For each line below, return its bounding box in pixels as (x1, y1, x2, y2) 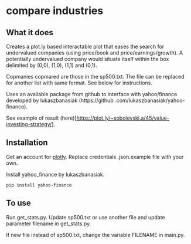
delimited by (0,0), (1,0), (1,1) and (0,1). (6, 62, 98, 69)
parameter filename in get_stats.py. (6, 220, 91, 227)
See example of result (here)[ (6, 114, 77, 121)
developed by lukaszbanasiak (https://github (6, 97, 114, 104)
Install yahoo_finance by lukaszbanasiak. (6, 171, 105, 178)
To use (6, 198, 31, 208)
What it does (6, 28, 54, 38)
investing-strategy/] (6, 121, 54, 127)
